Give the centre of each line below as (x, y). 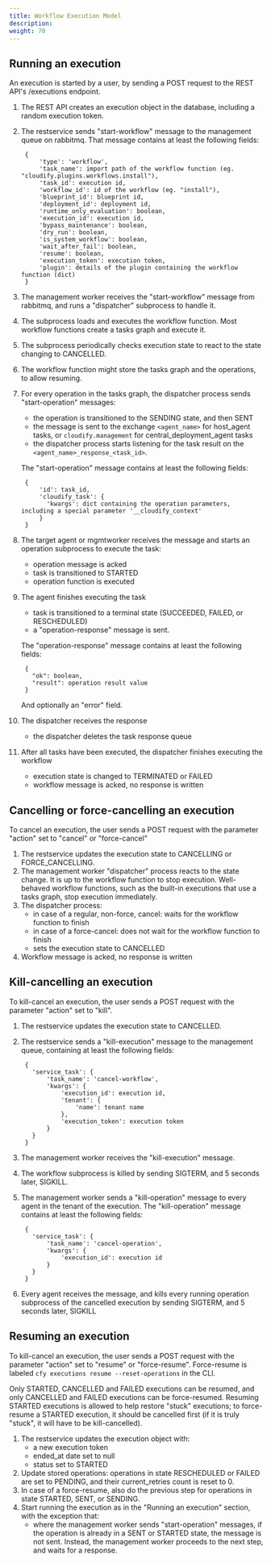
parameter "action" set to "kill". (61, 1010)
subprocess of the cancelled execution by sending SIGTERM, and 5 (133, 1302)
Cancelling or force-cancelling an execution (122, 810)
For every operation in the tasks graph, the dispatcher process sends (135, 394)
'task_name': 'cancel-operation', (104, 1243)
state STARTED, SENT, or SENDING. (80, 1498)
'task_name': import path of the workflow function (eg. (137, 169)
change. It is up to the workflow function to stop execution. (119, 880)
